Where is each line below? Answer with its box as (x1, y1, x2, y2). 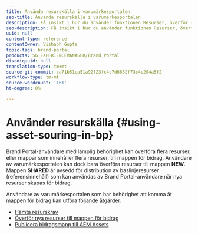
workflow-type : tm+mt (6, 74, 60, 80)
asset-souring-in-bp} (6, 128, 114, 142)
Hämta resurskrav (14, 208, 58, 215)
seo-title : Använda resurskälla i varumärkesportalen (6, 14, 141, 20)
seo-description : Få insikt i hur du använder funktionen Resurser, (6, 25, 178, 31)
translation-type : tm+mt (6, 63, 67, 70)
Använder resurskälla (6, 116, 114, 130)
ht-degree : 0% (6, 85, 41, 91)
